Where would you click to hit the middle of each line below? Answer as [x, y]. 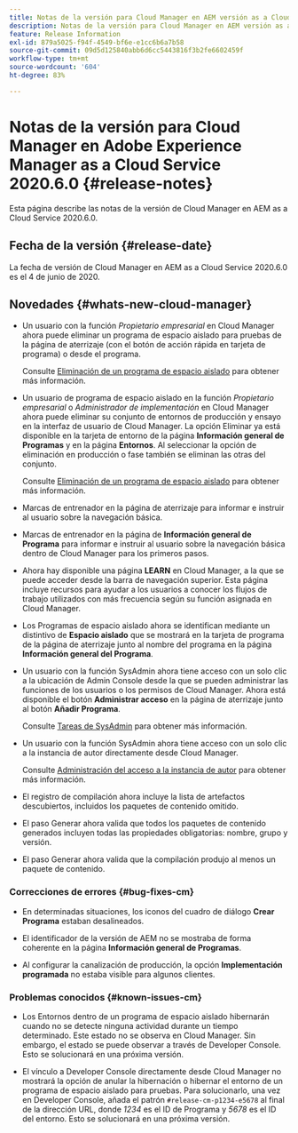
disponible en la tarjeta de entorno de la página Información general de [153, 435]
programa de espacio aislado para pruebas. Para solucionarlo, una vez [151, 1090]
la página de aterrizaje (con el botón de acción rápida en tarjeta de [144, 345]
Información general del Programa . [87, 654]
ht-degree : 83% [37, 76]
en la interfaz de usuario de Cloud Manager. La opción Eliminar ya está [151, 427]
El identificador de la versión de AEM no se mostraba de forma [137, 938]
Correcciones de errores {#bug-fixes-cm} [102, 892]
